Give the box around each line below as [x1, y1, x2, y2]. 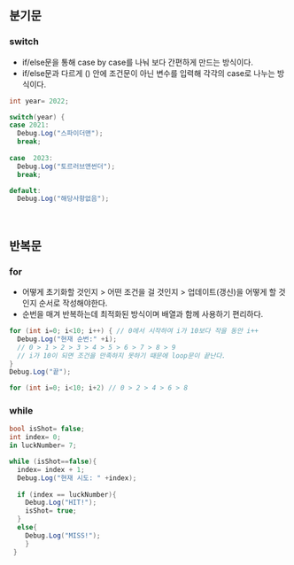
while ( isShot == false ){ [9, 457, 97, 467]
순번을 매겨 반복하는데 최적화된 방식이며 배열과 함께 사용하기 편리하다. [21, 309, 264, 319]
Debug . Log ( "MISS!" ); [25, 530, 101, 540]
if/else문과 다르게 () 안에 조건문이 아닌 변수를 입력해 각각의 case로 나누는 [21, 67, 276, 78]
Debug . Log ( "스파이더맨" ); [17, 129, 104, 138]
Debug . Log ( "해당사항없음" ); [17, 194, 110, 204]
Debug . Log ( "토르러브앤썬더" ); [17, 162, 116, 171]
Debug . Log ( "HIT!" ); [25, 499, 97, 507]
